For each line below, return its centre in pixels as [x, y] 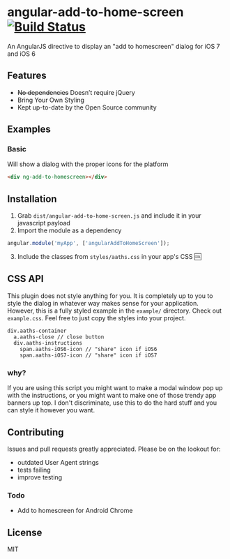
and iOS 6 [22, 54]
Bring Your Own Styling [51, 100]
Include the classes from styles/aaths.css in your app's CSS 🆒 [109, 256]
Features [27, 76]
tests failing [34, 470]
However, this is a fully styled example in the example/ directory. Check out [114, 311]
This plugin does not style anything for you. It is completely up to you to [110, 296]
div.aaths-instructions [48, 343]
